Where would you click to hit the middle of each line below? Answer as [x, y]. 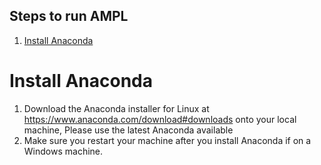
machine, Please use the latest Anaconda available [128, 130]
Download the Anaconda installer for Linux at [116, 108]
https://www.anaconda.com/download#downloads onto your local [160, 119]
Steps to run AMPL [69, 16]
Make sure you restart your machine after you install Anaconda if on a [167, 140]
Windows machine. [63, 151]
